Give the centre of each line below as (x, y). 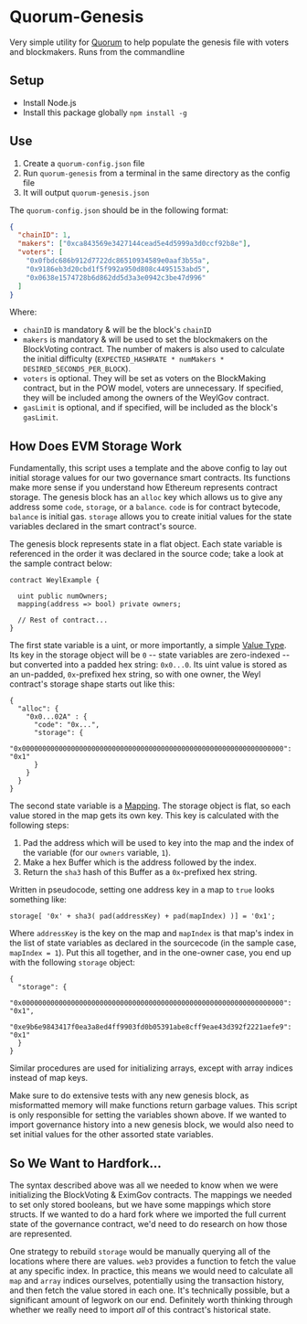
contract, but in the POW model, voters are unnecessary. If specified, (153, 388)
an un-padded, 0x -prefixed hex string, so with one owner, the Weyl (135, 675)
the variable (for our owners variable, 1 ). (97, 853)
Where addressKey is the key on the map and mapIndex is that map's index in (152, 934)
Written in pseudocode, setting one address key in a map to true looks (142, 890)
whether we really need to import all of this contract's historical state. (140, 1310)
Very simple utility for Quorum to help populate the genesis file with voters (149, 42)
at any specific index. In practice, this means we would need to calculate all (152, 1271)
